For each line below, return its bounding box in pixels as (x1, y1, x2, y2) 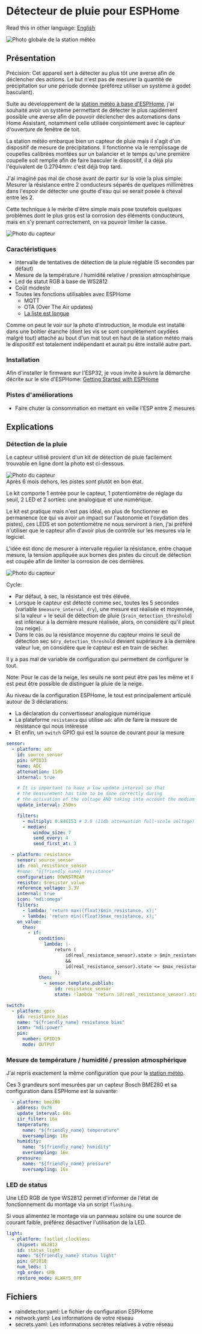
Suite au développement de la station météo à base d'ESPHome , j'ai (6, 100, 174, 107)
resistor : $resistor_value (17, 880, 85, 886)
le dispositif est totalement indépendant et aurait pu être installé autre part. (6, 341, 191, 348)
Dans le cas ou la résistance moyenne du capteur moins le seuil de (14, 631, 180, 639)
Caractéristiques (6, 245, 57, 253)
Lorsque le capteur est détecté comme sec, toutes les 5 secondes (14, 599, 179, 606)
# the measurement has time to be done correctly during (17, 790, 163, 797)
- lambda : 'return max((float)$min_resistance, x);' (22, 907, 158, 913)
